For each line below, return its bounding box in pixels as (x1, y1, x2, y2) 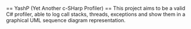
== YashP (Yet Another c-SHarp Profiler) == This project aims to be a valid (6, 5, 186, 11)
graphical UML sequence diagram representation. (6, 17, 126, 23)
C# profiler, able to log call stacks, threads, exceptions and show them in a (6, 11, 186, 18)
